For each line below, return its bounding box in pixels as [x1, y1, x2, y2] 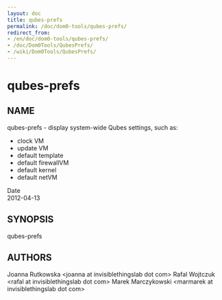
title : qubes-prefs [7, 16, 63, 23]
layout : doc [7, 10, 41, 17]
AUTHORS [7, 252, 53, 264]
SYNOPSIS [7, 214, 54, 225]
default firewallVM [16, 159, 69, 167]
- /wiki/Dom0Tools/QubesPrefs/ [7, 49, 97, 56]
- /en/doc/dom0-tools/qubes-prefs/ [7, 36, 109, 43]
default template [16, 151, 64, 159]
